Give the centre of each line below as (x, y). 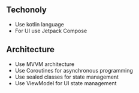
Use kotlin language (40, 24)
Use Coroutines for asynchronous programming (74, 70)
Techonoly (26, 10)
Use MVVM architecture (45, 64)
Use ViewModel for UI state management (66, 83)
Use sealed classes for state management (67, 77)
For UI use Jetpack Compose (51, 31)
